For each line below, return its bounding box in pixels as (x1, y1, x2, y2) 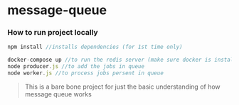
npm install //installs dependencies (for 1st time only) (7, 43, 183, 51)
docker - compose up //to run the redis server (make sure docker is (7, 56, 212, 64)
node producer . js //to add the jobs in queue (7, 63, 144, 70)
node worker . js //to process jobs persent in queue (7, 70, 164, 77)
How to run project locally (7, 28, 98, 38)
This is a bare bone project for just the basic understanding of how (24, 82, 221, 91)
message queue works (24, 89, 92, 98)
